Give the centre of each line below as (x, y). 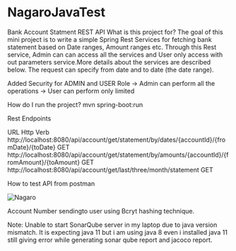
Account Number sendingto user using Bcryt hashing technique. (101, 211)
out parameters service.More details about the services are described (109, 62)
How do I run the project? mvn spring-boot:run (75, 104)
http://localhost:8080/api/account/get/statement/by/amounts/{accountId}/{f (118, 155)
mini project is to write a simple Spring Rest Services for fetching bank (110, 39)
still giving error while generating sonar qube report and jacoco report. (110, 240)
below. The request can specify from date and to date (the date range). (111, 69)
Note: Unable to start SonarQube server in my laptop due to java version (112, 225)
